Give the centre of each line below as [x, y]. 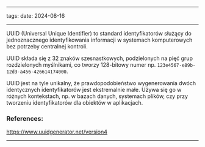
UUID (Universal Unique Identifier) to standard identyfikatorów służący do [99, 33]
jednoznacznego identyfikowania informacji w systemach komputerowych [99, 40]
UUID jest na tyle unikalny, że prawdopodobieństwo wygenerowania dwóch [101, 83]
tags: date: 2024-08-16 [36, 16]
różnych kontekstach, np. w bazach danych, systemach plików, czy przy [97, 96]
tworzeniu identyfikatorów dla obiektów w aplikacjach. [75, 103]
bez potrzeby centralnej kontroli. [47, 46]
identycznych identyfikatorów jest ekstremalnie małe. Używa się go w [94, 90]
